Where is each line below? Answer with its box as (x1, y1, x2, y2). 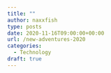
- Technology (13, 49, 52, 56)
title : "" (7, 10, 36, 17)
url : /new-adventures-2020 (7, 36, 86, 43)
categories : (7, 42, 42, 49)
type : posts (7, 23, 42, 30)
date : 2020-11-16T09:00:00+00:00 (7, 29, 105, 37)
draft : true (7, 56, 42, 63)
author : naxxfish (7, 17, 58, 24)
